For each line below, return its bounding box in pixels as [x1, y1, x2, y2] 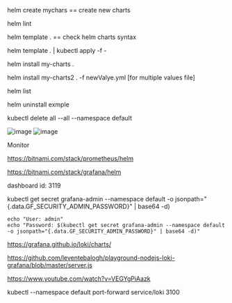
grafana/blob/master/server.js [7, 261, 92, 269]
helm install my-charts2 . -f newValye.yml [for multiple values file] [7, 73, 196, 81]
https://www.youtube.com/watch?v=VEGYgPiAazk [7, 274, 151, 283]
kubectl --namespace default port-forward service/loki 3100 [7, 288, 180, 296]
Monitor [7, 141, 30, 149]
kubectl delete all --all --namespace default [7, 114, 132, 122]
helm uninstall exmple [7, 100, 69, 109]
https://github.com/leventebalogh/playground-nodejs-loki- [7, 254, 175, 262]
